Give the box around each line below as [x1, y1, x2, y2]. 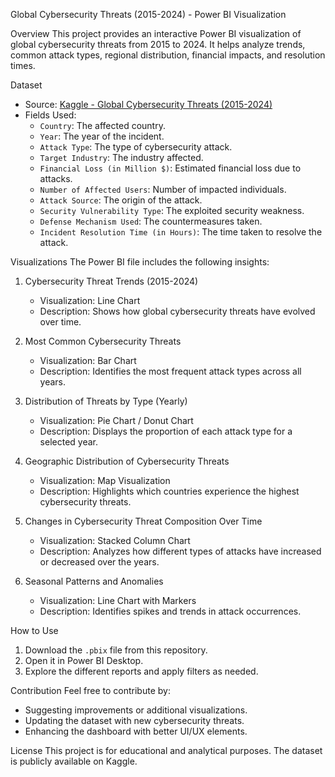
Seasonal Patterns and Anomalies [24, 575, 164, 587]
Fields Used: [24, 109, 77, 121]
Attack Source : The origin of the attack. [39, 194, 203, 206]
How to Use [10, 625, 59, 636]
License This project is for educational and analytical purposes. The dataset [10, 745, 323, 756]
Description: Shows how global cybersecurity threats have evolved [39, 305, 316, 317]
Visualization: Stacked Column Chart [39, 535, 191, 546]
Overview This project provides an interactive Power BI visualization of [10, 28, 302, 39]
